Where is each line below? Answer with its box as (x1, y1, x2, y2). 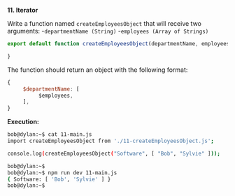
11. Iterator (7, 6, 38, 14)
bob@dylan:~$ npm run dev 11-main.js (7, 169, 117, 176)
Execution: (7, 118, 40, 126)
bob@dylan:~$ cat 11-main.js (7, 131, 92, 138)
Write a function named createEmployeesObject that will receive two (7, 20, 201, 27)
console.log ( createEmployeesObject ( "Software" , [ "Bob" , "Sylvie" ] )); (7, 150, 220, 157)
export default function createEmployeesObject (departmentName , (7, 40, 199, 47)
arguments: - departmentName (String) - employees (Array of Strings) (7, 27, 209, 35)
